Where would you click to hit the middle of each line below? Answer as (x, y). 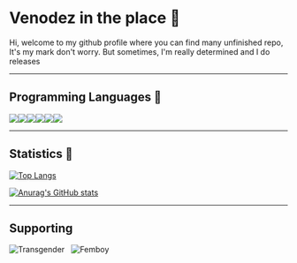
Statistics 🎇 (41, 154)
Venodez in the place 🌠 (95, 18)
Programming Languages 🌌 (85, 98)
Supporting (41, 228)
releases (25, 61)
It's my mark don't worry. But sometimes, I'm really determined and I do (140, 51)
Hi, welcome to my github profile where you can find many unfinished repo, (146, 42)
